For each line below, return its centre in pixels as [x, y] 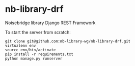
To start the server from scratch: [38, 32]
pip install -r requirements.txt [39, 54]
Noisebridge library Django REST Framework [50, 23]
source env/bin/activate [30, 50]
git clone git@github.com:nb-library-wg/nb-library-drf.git [68, 41]
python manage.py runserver [34, 58]
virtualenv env [21, 45]
